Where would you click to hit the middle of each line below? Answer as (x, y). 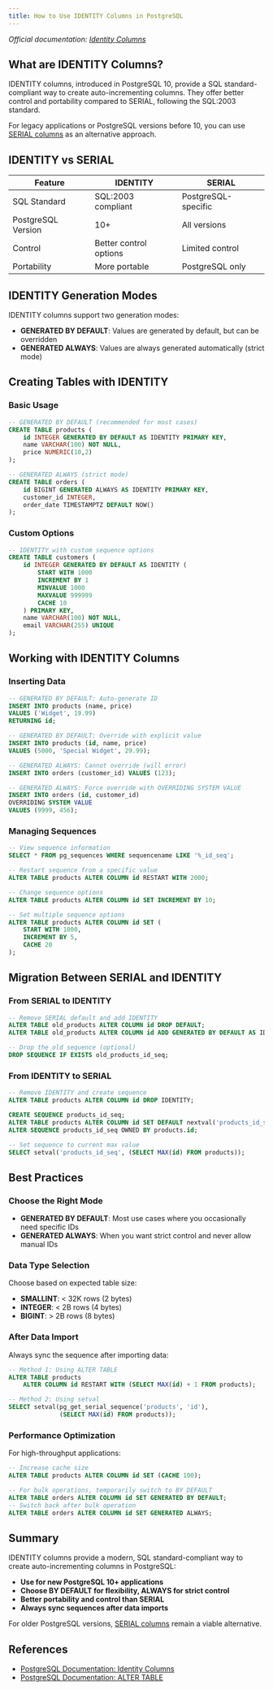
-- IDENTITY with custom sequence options (81, 550)
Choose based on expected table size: (73, 1283)
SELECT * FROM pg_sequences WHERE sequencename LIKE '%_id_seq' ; (121, 856)
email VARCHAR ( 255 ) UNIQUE (69, 626)
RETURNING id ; (32, 721)
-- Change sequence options (56, 892)
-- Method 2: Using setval (54, 1400)
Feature (50, 183)
